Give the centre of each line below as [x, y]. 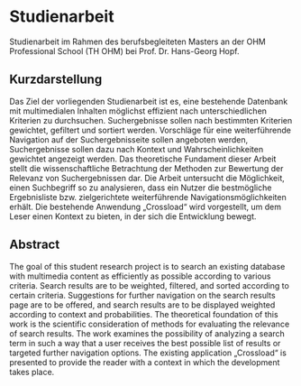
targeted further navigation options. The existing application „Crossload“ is [148, 353]
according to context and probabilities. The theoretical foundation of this [144, 314]
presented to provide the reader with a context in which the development [145, 362]
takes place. [32, 372]
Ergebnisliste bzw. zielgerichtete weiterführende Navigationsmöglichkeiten [148, 197]
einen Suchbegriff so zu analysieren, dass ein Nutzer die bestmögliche [141, 188]
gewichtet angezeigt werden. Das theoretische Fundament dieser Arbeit [143, 159]
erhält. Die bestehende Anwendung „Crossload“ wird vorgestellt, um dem [146, 207]
